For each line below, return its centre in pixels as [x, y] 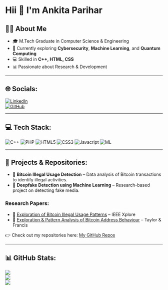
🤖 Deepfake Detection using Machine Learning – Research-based [81, 185]
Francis [20, 225]
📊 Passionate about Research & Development [60, 67]
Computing [24, 54]
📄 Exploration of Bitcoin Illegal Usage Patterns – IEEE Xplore [74, 214]
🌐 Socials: [21, 89]
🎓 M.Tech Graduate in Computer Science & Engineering [70, 41]
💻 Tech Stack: [28, 127]
